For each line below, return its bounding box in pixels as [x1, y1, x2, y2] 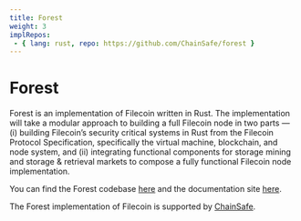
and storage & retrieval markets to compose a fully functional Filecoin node [9, 156, 292, 167]
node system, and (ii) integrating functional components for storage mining [9, 146, 292, 157]
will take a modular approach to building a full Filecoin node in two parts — [9, 117, 290, 128]
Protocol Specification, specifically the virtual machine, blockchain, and [9, 137, 278, 148]
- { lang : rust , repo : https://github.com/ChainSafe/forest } [13, 38, 255, 48]
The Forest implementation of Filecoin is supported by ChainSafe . [9, 201, 256, 212]
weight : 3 [9, 22, 47, 31]
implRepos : [9, 30, 51, 39]
